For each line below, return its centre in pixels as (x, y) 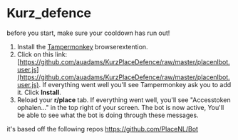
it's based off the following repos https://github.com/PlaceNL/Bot (103, 129)
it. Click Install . (39, 92)
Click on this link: (42, 54)
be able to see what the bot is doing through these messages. (108, 115)
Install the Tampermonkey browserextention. (82, 46)
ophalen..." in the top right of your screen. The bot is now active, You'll (120, 107)
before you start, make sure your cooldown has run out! (88, 33)
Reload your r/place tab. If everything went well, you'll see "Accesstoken (124, 100)
